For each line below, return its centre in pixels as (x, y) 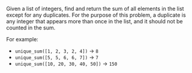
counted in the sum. (31, 28)
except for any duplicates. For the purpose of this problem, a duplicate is (96, 15)
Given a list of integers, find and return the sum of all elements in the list (95, 9)
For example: (22, 39)
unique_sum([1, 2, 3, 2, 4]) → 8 (57, 51)
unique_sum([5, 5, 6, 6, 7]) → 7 (57, 57)
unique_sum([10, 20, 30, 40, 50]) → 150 (66, 63)
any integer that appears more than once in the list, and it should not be (94, 21)
